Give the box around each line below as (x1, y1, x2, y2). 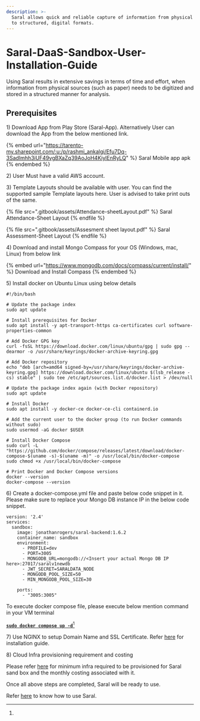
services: (6, 519, 31, 525)
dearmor (6, 349, 26, 355)
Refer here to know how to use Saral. (6, 692, 97, 699)
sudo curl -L (6, 443, 39, 449)
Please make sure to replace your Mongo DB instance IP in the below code (6, 496, 189, 503)
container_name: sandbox (17, 535, 79, 541)
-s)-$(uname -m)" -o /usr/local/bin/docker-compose (48, 453, 180, 460)
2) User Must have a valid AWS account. (6, 172, 105, 180)
